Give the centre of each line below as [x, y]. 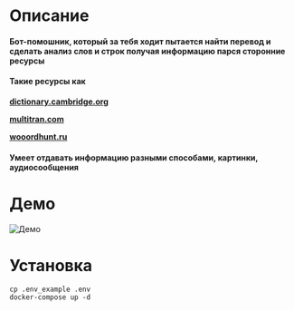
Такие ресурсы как [47, 82]
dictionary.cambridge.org [59, 102]
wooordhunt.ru [38, 136]
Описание [49, 16]
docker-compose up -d [50, 297]
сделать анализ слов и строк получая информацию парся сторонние [147, 51]
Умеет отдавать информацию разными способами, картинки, [134, 157]
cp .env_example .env [50, 290]
